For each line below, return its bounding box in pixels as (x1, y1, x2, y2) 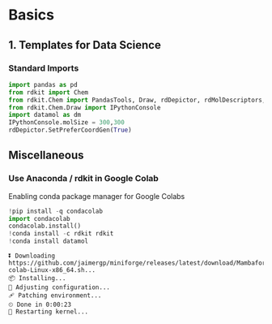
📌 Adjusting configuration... (8, 283, 111, 292)
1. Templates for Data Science (8, 38, 162, 52)
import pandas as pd (8, 80, 79, 89)
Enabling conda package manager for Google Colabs (8, 191, 185, 201)
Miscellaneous (8, 149, 84, 162)
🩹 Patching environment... (8, 292, 102, 300)
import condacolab (8, 214, 70, 222)
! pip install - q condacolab (8, 207, 104, 215)
